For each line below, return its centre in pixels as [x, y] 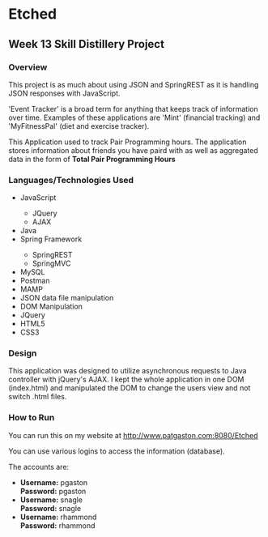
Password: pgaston [53, 491]
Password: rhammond [57, 525]
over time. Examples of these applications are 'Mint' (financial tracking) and [134, 117]
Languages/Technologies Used [71, 180]
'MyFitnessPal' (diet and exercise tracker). [79, 126]
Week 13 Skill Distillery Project [86, 44]
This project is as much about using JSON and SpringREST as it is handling [134, 84]
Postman [35, 281]
